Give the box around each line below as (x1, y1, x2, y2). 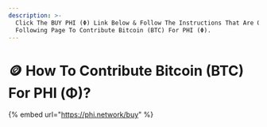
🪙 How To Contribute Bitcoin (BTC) (8, 62, 245, 80)
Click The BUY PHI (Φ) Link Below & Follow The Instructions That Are (15, 19, 254, 27)
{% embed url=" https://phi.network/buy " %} (8, 110, 154, 119)
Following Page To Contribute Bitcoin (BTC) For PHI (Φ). (15, 26, 212, 34)
